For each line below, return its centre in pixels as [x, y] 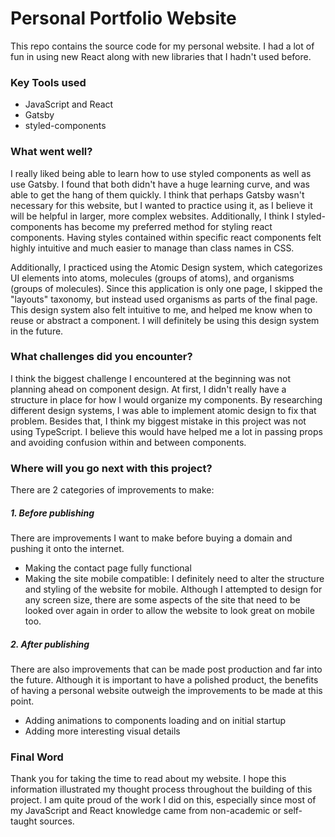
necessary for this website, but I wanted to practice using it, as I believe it [161, 205]
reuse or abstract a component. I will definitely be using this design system [165, 320]
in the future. [37, 331]
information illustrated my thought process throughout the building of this [161, 789]
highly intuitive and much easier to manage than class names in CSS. [152, 248]
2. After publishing [50, 644]
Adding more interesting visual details [102, 731]
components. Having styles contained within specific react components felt [166, 237]
